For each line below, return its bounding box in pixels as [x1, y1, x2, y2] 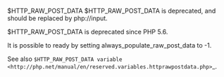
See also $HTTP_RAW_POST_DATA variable [7, 55, 123, 63]
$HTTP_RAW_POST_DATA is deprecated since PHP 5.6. [7, 28, 168, 36]
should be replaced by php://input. [7, 14, 108, 22]
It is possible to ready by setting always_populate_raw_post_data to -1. [7, 41, 212, 49]
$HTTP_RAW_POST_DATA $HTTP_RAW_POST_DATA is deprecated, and [7, 7, 216, 15]
